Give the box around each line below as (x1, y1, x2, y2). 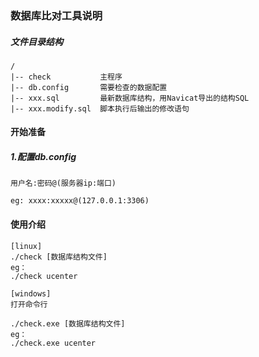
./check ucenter (10, 271, 78, 281)
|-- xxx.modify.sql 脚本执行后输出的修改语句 (10, 103, 190, 114)
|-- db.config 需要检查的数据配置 (10, 82, 168, 92)
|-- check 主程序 (10, 72, 123, 82)
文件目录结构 (10, 35, 63, 47)
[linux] (10, 241, 43, 251)
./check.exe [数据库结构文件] (10, 318, 126, 329)
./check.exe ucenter (10, 338, 97, 348)
